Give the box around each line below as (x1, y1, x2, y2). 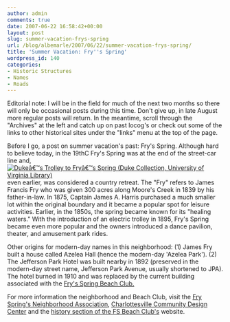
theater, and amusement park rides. (7, 230, 108, 238)
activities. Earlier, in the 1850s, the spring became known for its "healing (7, 208, 211, 216)
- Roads (7, 80, 30, 87)
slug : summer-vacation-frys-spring (7, 36, 109, 43)
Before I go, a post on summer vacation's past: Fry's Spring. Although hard (7, 142, 219, 150)
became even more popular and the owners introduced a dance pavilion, (7, 222, 213, 230)
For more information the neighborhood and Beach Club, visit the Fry (7, 293, 203, 301)
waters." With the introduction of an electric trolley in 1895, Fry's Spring (7, 215, 209, 224)
